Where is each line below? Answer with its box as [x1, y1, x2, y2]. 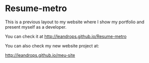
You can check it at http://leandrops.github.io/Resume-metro [5, 33, 127, 39]
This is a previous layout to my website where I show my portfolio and [5, 19, 145, 25]
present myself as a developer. [5, 24, 67, 30]
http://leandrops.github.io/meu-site [5, 52, 75, 58]
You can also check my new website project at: [5, 43, 99, 48]
